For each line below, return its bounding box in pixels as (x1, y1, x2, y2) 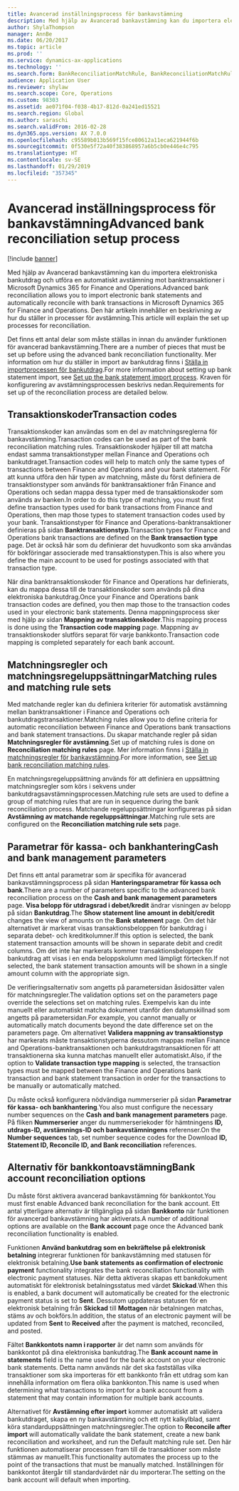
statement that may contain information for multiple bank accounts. (7, 1393, 205, 1402)
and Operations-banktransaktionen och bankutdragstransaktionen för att (7, 1044, 221, 1052)
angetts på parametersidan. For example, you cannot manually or (7, 1013, 197, 1022)
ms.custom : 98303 (7, 97, 59, 104)
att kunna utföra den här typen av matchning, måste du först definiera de (7, 473, 221, 481)
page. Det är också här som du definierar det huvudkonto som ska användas (7, 541, 232, 550)
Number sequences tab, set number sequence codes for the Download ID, (7, 1133, 228, 1142)
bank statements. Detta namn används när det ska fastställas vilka (7, 1363, 201, 1371)
